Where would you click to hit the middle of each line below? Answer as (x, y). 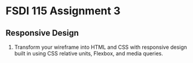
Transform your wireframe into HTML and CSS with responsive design (101, 47)
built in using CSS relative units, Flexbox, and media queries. (89, 53)
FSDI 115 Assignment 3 (63, 11)
